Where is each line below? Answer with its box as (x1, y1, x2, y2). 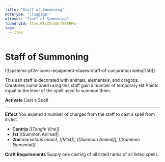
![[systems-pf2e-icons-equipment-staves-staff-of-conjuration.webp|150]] (5, 67, 155, 73)
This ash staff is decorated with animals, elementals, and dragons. (5, 77, 139, 83)
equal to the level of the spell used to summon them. (5, 87, 111, 94)
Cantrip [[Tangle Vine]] (12, 126, 60, 132)
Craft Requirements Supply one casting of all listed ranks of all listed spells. (5, 151, 159, 157)
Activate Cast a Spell (5, 97, 48, 103)
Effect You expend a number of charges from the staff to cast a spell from (5, 111, 155, 117)
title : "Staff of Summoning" (5, 7, 65, 12)
